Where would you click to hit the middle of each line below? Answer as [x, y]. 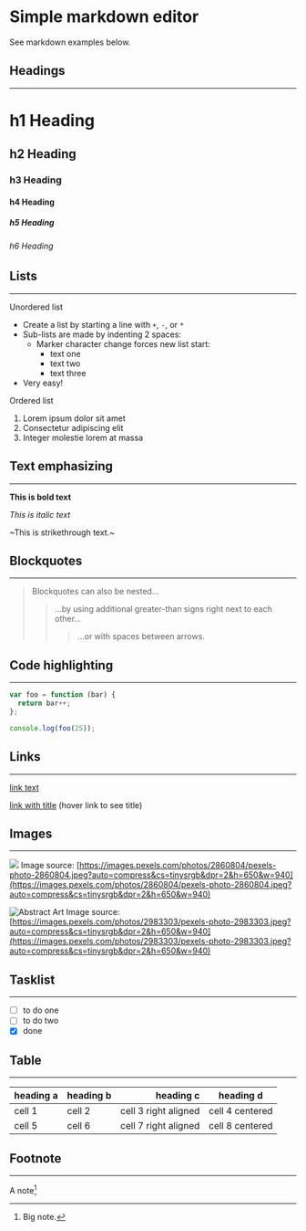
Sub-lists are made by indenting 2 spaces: [102, 334]
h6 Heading [31, 246]
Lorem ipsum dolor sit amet [74, 418]
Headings [37, 71]
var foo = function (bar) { [63, 695]
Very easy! [43, 383]
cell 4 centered [241, 1111]
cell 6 [79, 1126]
